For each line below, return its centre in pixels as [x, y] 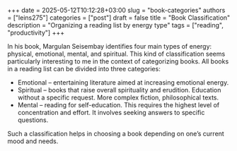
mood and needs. [33, 141]
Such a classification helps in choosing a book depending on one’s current [116, 134]
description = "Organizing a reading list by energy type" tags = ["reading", [116, 25]
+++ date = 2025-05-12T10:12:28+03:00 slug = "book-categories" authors [116, 10]
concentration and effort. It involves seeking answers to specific [111, 113]
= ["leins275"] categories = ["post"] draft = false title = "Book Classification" [119, 18]
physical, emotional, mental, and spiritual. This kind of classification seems [116, 54]
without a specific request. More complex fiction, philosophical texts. [118, 97]
